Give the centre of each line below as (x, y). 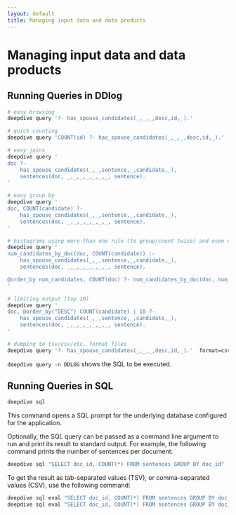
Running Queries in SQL (60, 386)
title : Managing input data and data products (77, 20)
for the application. (34, 423)
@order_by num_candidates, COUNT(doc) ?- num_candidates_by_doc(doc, (111, 279)
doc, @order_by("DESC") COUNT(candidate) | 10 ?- (81, 312)
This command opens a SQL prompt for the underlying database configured (117, 415)
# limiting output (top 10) (48, 299)
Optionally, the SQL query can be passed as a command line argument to (113, 436)
